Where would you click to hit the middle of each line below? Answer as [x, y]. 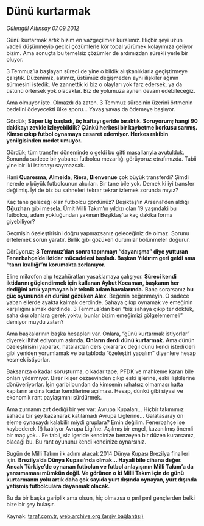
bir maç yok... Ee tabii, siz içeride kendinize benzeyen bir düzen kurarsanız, [101, 435]
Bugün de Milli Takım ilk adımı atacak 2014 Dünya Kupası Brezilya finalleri [98, 453]
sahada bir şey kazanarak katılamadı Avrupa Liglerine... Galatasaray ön [95, 415]
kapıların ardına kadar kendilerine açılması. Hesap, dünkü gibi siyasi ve [95, 391]
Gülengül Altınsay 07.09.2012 [43, 28]
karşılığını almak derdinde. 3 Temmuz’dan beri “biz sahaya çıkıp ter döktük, [100, 309]
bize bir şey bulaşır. [31, 504]
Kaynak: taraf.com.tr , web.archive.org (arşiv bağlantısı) [75, 516]
